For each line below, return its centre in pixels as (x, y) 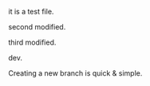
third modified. (32, 42)
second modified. (37, 27)
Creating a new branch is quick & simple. (75, 73)
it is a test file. (31, 12)
